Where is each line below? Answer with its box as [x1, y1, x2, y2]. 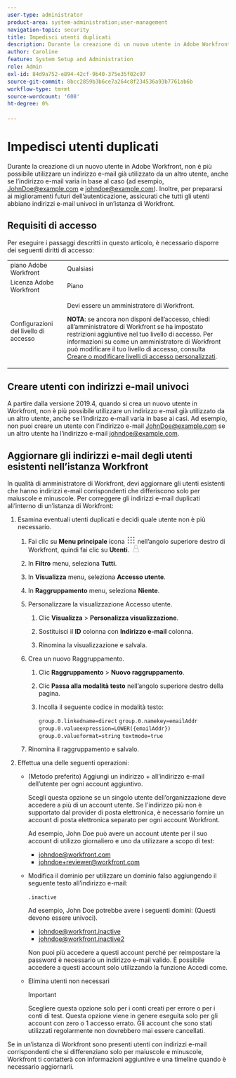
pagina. [38, 689, 61, 698]
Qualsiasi [66, 264, 93, 273]
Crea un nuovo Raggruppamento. [27, 654, 125, 663]
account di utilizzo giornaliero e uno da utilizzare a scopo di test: [27, 837, 215, 845]
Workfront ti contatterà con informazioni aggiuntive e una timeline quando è [7, 1055, 227, 1064]
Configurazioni [10, 320, 53, 327]
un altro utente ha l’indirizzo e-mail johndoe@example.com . [7, 429, 180, 438]
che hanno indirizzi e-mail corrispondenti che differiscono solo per [7, 487, 200, 495]
